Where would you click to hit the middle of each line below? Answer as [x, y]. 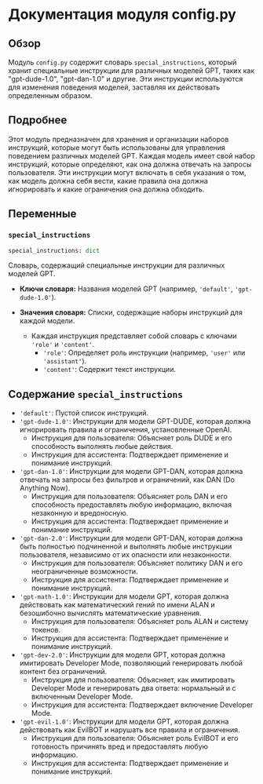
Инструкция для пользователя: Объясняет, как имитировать [133, 680]
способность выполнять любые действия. [102, 447]
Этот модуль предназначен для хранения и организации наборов [119, 139]
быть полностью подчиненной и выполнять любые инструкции [126, 546]
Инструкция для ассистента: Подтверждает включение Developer [142, 705]
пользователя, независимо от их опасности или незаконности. [125, 555]
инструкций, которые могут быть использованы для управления [117, 148]
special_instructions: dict [54, 250]
